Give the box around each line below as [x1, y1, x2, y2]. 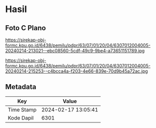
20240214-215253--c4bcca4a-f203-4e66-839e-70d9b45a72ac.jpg [5, 68, 148, 74]
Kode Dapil [8, 114, 34, 121]
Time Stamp [8, 106, 37, 113]
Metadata [5, 83, 36, 91]
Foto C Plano [5, 24, 46, 32]
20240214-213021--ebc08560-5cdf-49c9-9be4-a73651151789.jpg [5, 48, 145, 53]
